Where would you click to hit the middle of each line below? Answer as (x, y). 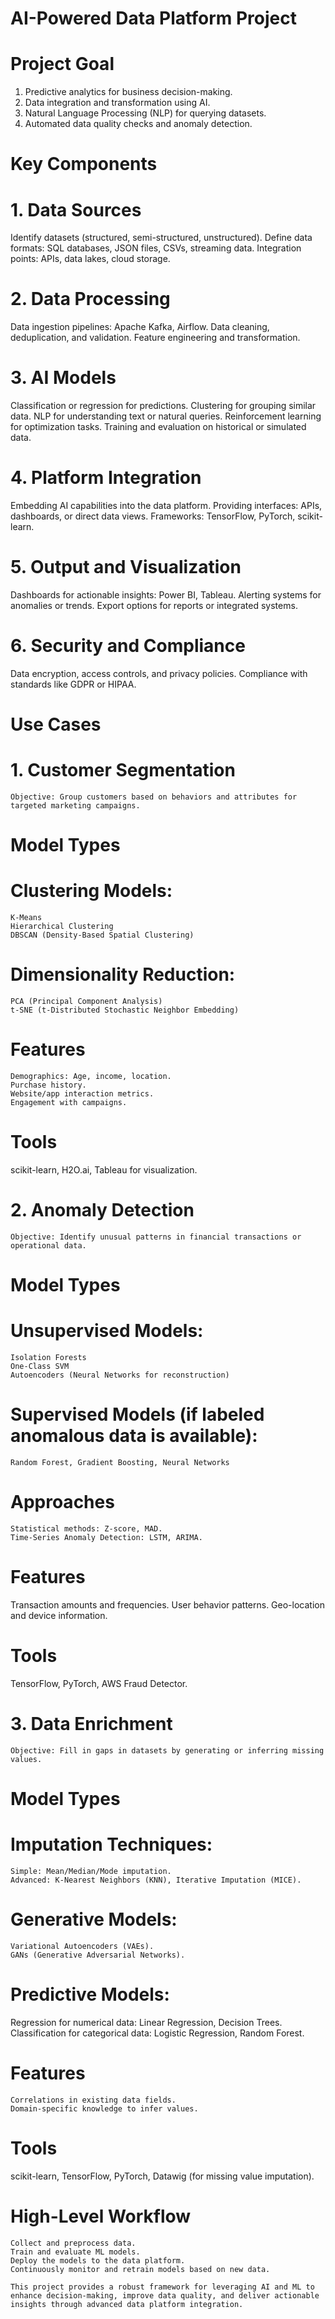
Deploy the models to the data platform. (98, 2260)
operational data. (48, 1245)
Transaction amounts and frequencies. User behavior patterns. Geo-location (167, 1604)
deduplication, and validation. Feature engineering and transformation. (155, 338)
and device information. (59, 1615)
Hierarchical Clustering (62, 927)
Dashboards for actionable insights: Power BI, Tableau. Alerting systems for (166, 595)
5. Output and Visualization (126, 567)
